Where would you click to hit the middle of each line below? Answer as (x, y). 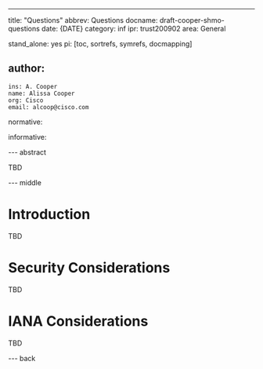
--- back (22, 358)
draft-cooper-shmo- (192, 20)
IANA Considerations (78, 321)
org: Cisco (26, 100)
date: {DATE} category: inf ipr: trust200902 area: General (134, 29)
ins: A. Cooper (33, 86)
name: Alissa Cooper (42, 93)
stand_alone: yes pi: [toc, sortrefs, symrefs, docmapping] (100, 44)
